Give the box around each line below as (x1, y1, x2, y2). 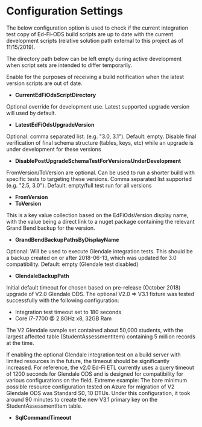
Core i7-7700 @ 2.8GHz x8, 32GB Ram (14, 315, 112, 322)
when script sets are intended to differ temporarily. (6, 62, 133, 69)
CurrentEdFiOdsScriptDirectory (14, 91, 96, 98)
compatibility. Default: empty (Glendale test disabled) (6, 261, 139, 268)
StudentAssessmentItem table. (6, 402, 83, 410)
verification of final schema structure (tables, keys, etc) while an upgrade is (6, 139, 194, 146)
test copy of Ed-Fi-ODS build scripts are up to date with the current (6, 30, 174, 37)
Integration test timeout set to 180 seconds (14, 308, 122, 315)
